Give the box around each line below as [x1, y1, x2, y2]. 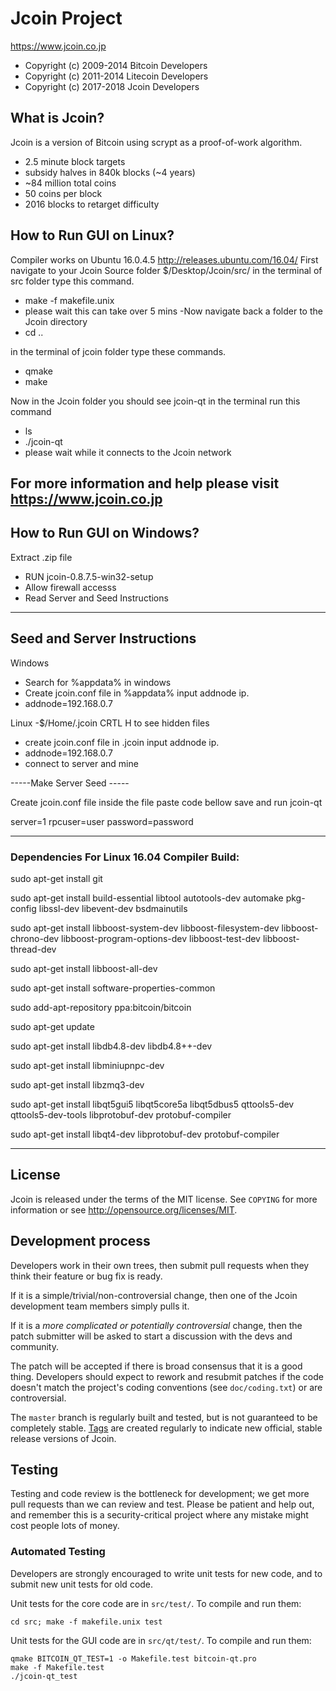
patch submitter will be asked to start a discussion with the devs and [10, 1330, 293, 1342]
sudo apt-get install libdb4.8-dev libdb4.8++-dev [10, 1040, 213, 1052]
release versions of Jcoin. [10, 1432, 117, 1444]
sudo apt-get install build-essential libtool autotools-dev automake [10, 892, 284, 904]
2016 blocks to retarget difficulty [24, 198, 160, 210]
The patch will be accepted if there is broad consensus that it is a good [10, 1360, 303, 1372]
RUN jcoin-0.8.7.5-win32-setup [24, 570, 154, 582]
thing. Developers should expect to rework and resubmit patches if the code [10, 1370, 324, 1382]
